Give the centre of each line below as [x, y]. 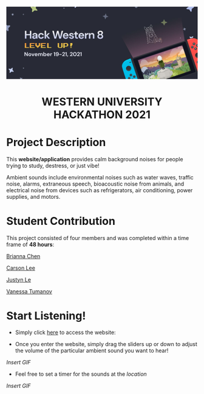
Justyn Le [19, 279]
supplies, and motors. [33, 196]
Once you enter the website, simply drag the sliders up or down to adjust [106, 344]
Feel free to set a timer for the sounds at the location [81, 374]
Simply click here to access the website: [66, 332]
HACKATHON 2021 [102, 114]
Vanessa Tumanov [29, 291]
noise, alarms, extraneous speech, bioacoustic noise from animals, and [95, 184]
